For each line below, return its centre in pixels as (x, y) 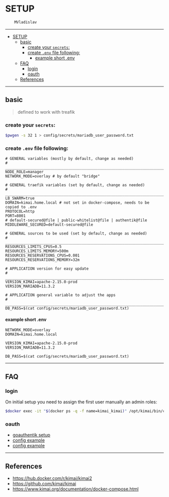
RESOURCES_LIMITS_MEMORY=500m (37, 251)
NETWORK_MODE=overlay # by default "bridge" (53, 177)
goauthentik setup (31, 435)
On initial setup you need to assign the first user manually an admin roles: (81, 402)
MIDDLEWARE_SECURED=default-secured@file (49, 225)
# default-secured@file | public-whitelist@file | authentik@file (76, 220)
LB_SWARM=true (20, 198)
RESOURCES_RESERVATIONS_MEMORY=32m (43, 260)
